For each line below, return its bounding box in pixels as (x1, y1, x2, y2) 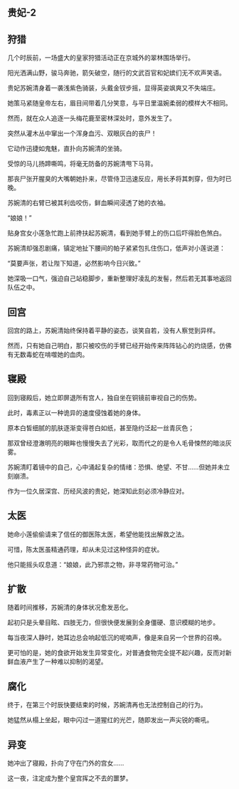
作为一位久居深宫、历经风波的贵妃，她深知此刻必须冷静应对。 (7, 486, 188, 495)
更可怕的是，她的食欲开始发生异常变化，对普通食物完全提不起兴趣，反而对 (7, 649, 225, 657)
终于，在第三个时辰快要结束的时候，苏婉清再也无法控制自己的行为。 (7, 701, 207, 709)
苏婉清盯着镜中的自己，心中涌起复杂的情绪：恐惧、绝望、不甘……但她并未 (7, 462, 224, 471)
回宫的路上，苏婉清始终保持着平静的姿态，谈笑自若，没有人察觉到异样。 (7, 326, 219, 335)
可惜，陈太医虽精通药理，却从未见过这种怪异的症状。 (7, 545, 164, 553)
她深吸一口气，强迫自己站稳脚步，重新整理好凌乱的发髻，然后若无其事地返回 (7, 274, 232, 283)
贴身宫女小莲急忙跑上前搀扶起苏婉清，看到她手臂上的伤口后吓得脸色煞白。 (7, 229, 225, 237)
